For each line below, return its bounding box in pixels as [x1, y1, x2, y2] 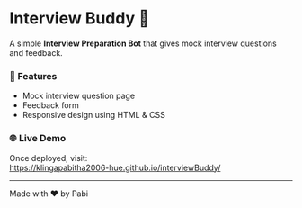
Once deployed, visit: [9, 152, 88, 163]
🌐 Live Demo [9, 132, 67, 145]
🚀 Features [9, 69, 58, 82]
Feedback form [22, 100, 79, 111]
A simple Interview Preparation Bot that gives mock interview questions [9, 38, 277, 49]
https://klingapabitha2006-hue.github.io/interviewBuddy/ [9, 162, 221, 173]
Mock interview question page [22, 90, 136, 102]
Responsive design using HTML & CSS [22, 110, 166, 121]
